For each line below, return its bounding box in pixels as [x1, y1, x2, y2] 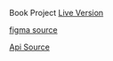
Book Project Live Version [9, 8, 104, 18]
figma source [9, 25, 58, 34]
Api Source [9, 42, 51, 52]
